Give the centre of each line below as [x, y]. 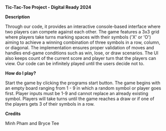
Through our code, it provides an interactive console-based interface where [83, 26]
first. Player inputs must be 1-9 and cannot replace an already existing [77, 93]
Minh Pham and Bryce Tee [32, 123]
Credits [13, 114]
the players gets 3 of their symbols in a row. [50, 104]
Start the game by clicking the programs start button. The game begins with [83, 83]
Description [18, 17]
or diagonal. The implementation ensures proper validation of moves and [80, 48]
